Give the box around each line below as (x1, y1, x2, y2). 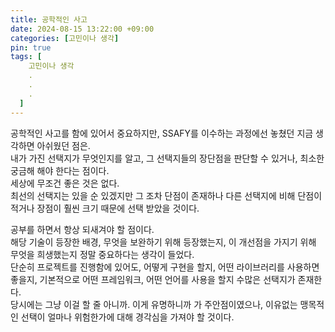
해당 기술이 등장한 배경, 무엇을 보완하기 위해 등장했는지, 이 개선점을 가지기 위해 (10, 236, 317, 248)
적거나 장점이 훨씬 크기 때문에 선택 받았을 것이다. (10, 202, 200, 214)
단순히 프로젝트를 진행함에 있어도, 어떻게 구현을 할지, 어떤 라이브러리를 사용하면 (10, 261, 320, 273)
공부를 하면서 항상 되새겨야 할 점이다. (10, 223, 155, 235)
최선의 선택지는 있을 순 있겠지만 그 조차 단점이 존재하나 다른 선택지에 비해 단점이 (10, 189, 323, 201)
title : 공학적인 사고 (10, 14, 88, 25)
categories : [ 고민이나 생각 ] (10, 33, 120, 43)
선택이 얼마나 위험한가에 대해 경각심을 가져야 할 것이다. (20, 311, 235, 323)
